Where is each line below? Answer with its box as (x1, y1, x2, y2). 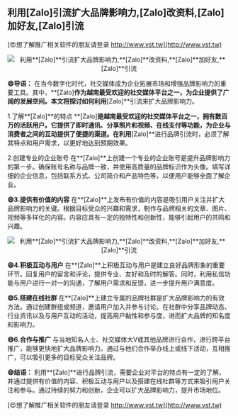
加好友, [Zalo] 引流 (7, 20, 84, 32)
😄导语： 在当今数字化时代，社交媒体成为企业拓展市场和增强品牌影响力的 (7, 79, 221, 87)
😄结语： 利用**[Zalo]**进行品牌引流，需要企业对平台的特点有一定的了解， (7, 368, 225, 376)
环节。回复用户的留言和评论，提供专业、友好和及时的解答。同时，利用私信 (7, 269, 225, 278)
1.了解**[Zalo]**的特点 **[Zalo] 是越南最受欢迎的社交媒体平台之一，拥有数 (7, 112, 222, 120)
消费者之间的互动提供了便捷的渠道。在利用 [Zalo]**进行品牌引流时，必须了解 (7, 130, 229, 138)
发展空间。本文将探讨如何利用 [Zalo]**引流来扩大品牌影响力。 (19, 96, 198, 105)
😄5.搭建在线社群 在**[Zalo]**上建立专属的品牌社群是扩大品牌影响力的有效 (7, 293, 225, 302)
